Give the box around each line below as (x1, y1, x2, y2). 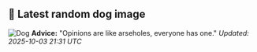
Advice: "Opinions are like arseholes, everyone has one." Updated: (31, 28, 250, 37)
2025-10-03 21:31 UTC (8, 36, 82, 46)
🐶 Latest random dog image (8, 8, 146, 21)
